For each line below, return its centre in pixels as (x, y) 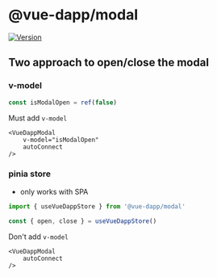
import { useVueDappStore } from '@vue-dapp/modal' (97, 206)
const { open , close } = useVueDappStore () (83, 221)
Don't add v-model (38, 237)
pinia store (29, 174)
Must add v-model (38, 118)
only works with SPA (54, 191)
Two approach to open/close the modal (109, 63)
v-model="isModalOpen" (61, 140)
